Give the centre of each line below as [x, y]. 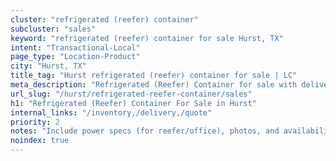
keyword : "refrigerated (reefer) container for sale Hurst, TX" [147, 38]
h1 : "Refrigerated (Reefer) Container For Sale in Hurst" [133, 103]
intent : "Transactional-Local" [75, 47]
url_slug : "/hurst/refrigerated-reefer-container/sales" [131, 94]
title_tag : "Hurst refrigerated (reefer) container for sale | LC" [154, 76]
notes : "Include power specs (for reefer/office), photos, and [145, 131]
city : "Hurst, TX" [48, 66]
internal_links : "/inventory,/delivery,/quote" [111, 112]
